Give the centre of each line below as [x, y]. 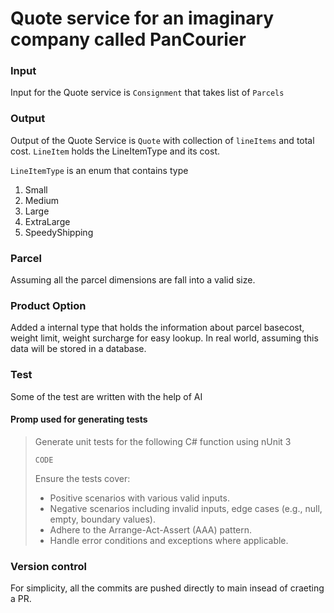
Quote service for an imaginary [142, 18]
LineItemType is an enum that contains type [99, 170]
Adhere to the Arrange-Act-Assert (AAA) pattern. [151, 529]
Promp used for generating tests [79, 419]
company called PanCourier [128, 39]
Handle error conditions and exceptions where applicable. [169, 540]
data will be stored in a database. [78, 349]
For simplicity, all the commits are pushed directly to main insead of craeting [167, 588]
